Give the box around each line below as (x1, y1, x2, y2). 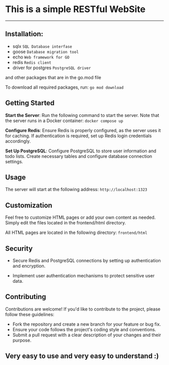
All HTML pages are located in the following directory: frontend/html (5, 229, 147, 235)
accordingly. (5, 138, 31, 144)
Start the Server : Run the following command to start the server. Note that (5, 112, 159, 118)
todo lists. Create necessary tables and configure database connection (5, 153, 152, 159)
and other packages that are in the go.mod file (5, 74, 102, 80)
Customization (5, 201, 53, 210)
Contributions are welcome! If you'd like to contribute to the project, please (5, 306, 161, 312)
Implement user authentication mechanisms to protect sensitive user (12, 273, 155, 278)
